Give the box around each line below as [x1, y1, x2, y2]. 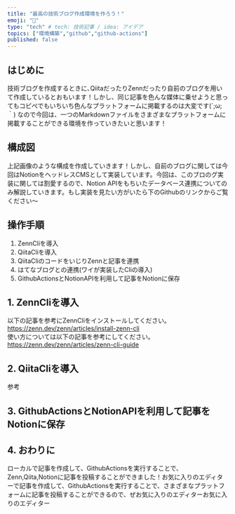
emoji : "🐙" [7, 17, 39, 24]
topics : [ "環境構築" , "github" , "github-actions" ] [7, 29, 148, 37]
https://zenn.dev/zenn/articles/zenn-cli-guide [7, 341, 139, 349]
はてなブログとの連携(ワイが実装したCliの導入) [17, 265, 153, 273]
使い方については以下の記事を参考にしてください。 [7, 332, 154, 341]
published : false [7, 36, 58, 43]
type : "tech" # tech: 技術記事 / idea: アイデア [7, 23, 144, 30]
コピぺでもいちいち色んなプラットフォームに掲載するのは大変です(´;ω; [19, 101, 222, 109]
